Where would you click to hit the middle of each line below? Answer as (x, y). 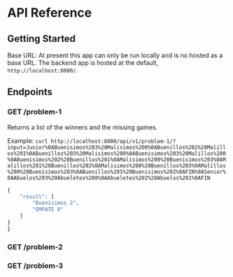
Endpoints (30, 92)
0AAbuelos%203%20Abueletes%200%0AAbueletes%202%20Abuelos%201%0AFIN (109, 178)
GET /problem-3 (35, 265)
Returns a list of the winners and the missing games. (83, 127)
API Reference (50, 13)
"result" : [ (37, 197)
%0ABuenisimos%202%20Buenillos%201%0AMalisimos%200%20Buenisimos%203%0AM (117, 159)
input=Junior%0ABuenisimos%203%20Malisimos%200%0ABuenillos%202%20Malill (117, 147)
